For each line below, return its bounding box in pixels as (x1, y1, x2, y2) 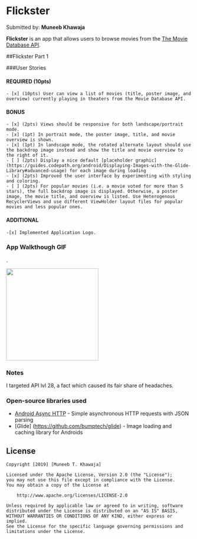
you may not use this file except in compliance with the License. (6, 477, 176, 483)
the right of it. (6, 152, 49, 159)
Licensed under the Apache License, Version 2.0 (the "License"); (6, 472, 173, 478)
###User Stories (6, 64, 46, 71)
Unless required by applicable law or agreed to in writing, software (6, 503, 183, 509)
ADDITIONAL (6, 216, 39, 224)
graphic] (135, 157, 157, 163)
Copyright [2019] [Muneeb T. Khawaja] (6, 462, 101, 468)
